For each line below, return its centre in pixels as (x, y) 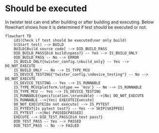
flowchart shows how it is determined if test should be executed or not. (76, 27)
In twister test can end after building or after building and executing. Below (79, 22)
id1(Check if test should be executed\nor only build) (70, 40)
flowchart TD (18, 36)
